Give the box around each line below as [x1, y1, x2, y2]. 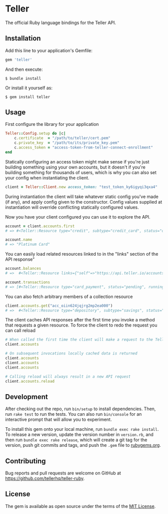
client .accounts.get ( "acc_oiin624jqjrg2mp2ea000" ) [5, 303, 113, 308]
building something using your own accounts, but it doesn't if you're [5, 164, 146, 170]
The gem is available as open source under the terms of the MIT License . [5, 503, 156, 509]
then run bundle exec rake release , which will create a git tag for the [5, 437, 147, 443]
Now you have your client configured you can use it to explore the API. [5, 214, 151, 220]
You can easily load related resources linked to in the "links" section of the [5, 251, 158, 257]
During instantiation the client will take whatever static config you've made [5, 194, 158, 200]
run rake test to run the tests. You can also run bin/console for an [5, 411, 142, 417]
